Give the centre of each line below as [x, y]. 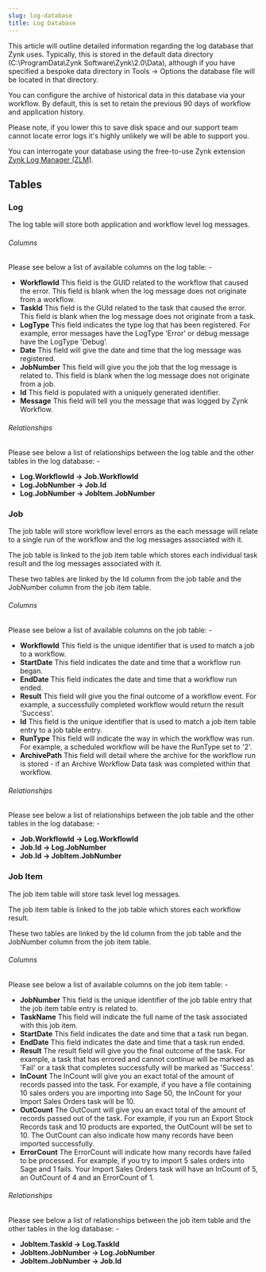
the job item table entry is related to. [79, 1008]
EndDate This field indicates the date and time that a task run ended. [132, 1042]
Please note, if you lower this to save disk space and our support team [123, 127]
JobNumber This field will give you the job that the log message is [128, 368]
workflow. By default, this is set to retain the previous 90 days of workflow [130, 103]
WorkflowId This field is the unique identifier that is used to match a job [137, 646]
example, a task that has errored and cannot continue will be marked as [137, 1059]
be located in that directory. [54, 80]
